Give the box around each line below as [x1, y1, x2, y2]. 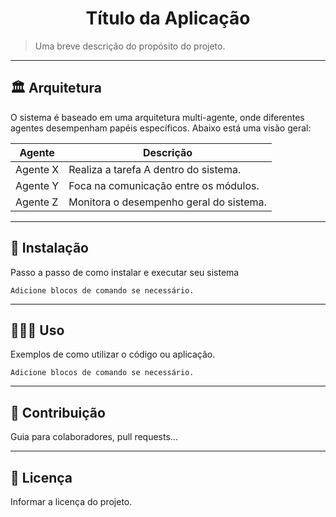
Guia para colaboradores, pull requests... [10, 431, 178, 443]
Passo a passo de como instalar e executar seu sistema [10, 266, 240, 278]
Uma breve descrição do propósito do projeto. [34, 40, 226, 52]
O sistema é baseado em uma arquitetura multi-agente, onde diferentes [10, 111, 305, 123]
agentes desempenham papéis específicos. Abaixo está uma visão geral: [10, 122, 312, 134]
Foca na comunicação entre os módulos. [68, 178, 260, 192]
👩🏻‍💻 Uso [10, 322, 65, 339]
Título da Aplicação [85, 7, 251, 30]
